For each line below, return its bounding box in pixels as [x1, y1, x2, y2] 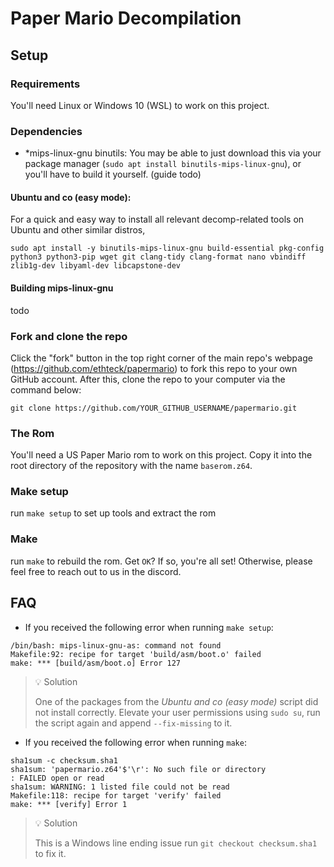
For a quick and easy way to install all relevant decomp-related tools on [10, 213, 305, 226]
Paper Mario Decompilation [10, 7, 242, 30]
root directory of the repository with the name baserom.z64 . [10, 460, 253, 472]
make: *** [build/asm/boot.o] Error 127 [10, 658, 182, 668]
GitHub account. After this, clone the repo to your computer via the [10, 373, 286, 385]
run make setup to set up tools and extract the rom [10, 507, 217, 519]
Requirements [10, 77, 81, 91]
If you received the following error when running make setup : [24, 621, 274, 633]
